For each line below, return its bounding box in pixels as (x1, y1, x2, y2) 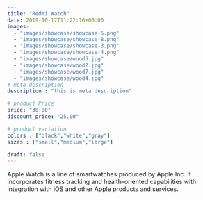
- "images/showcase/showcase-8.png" (13, 36, 120, 43)
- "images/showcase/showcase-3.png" (13, 42, 120, 49)
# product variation (7, 126, 67, 133)
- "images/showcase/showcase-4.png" (13, 49, 120, 56)
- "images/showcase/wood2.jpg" (13, 62, 104, 69)
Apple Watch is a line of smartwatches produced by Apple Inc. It (7, 170, 191, 178)
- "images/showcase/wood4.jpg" (13, 74, 104, 82)
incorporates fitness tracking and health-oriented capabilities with (7, 178, 197, 186)
